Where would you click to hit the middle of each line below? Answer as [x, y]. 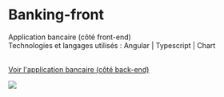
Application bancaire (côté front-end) [70, 37]
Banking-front [56, 15]
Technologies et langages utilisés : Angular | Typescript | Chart [112, 45]
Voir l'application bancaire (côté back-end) [79, 69]
